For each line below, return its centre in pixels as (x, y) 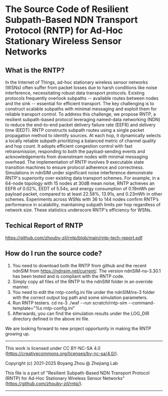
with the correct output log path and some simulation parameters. (80, 297)
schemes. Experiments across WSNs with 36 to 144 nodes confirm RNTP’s (82, 199)
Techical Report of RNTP (44, 226)
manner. (21, 287)
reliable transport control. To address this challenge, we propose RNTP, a (80, 114)
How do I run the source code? (54, 254)
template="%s (27, 308)
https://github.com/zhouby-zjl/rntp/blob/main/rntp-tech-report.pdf (74, 238)
